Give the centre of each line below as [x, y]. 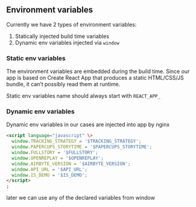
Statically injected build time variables [62, 36]
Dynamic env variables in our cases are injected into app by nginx [88, 125]
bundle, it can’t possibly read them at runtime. [63, 84]
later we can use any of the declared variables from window [81, 198]
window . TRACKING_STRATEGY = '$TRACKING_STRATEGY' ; [77, 141]
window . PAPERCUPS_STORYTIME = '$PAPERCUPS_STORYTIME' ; [82, 147]
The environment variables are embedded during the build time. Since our [98, 71]
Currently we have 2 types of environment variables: [71, 24]
